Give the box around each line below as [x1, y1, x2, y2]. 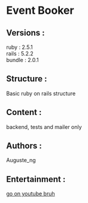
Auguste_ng [6, 157, 36, 164]
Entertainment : [6, 174, 66, 184]
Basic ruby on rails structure [6, 90, 76, 97]
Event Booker [6, 4, 74, 17]
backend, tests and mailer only [6, 123, 82, 130]
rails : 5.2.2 [6, 50, 34, 57]
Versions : [6, 28, 45, 38]
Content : [6, 107, 42, 117]
